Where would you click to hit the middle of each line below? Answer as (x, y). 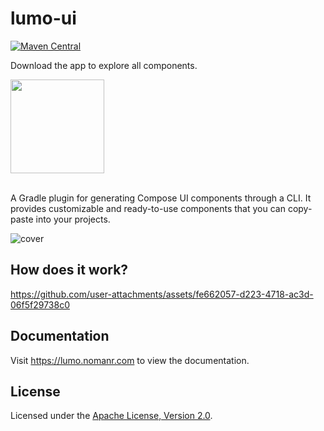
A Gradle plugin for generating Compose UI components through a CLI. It (161, 198)
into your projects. (73, 219)
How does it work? (69, 270)
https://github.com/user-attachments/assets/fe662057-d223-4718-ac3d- (162, 294)
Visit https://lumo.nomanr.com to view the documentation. (130, 360)
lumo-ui (43, 18)
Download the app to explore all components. (104, 65)
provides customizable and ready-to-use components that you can (148, 208)
